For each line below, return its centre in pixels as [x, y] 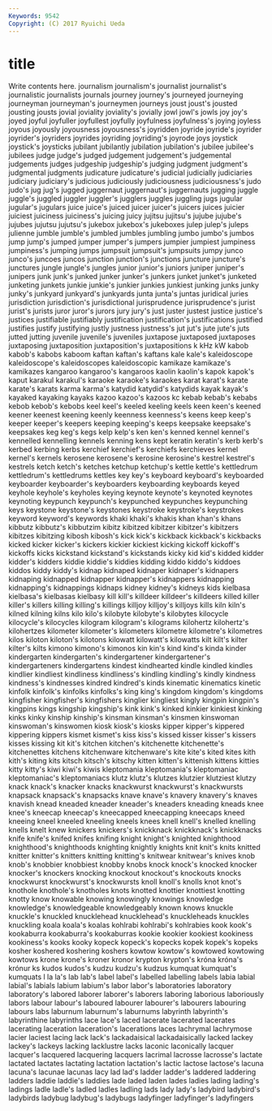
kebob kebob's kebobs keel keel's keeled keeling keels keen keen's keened [135, 406]
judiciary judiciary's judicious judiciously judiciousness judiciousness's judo [135, 182]
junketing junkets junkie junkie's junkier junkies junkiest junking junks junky [134, 285]
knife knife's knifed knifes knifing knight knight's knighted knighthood [125, 838]
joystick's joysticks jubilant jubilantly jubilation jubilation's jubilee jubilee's [131, 147]
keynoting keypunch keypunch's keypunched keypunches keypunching [128, 501]
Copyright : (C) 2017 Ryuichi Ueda [67, 24]
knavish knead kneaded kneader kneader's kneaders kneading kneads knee [136, 804]
